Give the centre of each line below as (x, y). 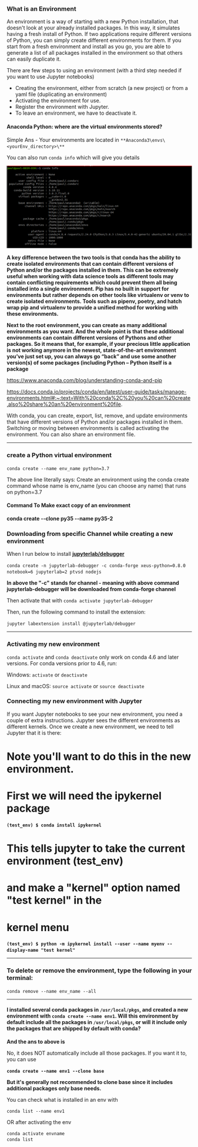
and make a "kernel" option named (94, 888)
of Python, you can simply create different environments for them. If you (94, 41)
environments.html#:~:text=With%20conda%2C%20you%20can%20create (99, 398)
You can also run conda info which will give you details (73, 157)
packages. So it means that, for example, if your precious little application (98, 344)
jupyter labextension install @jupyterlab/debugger (71, 624)
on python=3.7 (24, 492)
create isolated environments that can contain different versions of (90, 264)
